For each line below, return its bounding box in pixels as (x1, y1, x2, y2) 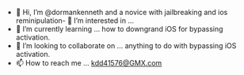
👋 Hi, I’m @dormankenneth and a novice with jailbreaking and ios (15, 8, 228, 17)
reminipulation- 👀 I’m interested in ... (15, 16, 135, 25)
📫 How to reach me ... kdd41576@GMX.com (15, 58, 162, 67)
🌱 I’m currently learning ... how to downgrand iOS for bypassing (15, 24, 223, 33)
